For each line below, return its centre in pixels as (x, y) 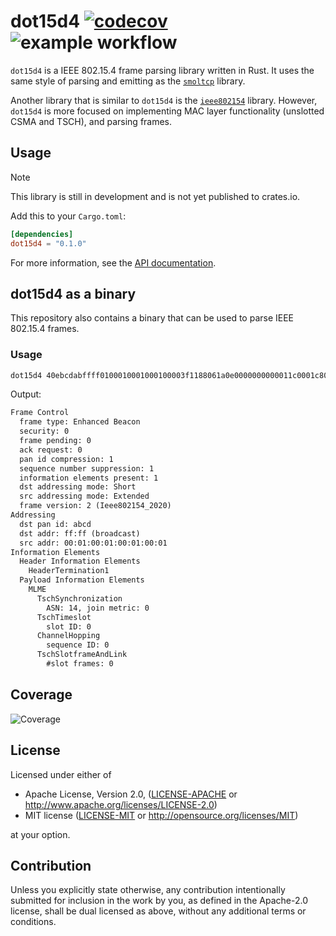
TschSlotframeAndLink (82, 655)
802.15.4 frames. (45, 329)
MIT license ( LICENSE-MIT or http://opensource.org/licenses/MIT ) (161, 815)
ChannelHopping (68, 636)
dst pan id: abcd (55, 524)
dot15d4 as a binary (73, 293)
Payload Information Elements (82, 580)
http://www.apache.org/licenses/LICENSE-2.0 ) (121, 804)
